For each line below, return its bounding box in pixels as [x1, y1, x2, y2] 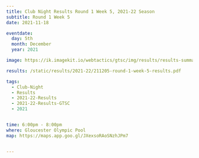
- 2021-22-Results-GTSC [11, 101, 70, 107]
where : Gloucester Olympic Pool [6, 127, 86, 133]
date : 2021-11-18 [6, 19, 49, 25]
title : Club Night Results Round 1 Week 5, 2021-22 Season [6, 8, 155, 15]
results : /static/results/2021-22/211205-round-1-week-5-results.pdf [6, 68, 182, 74]
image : [6, 57, 23, 63]
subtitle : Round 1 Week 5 [6, 14, 70, 20]
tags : [6, 78, 20, 84]
